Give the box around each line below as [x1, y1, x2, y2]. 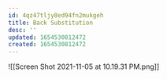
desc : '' [8, 26, 37, 34]
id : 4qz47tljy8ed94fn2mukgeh [8, 11, 104, 20]
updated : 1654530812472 [8, 33, 87, 41]
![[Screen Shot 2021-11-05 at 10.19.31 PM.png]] [8, 62, 160, 71]
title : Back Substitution [8, 19, 93, 27]
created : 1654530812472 [8, 41, 87, 48]
